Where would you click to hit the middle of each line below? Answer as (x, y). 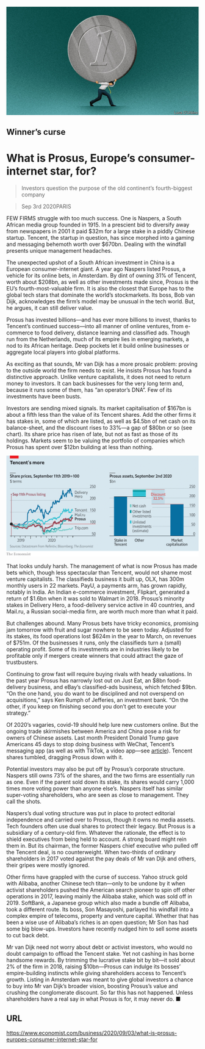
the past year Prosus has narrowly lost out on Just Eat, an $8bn (86, 680)
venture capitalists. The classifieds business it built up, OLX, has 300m (95, 579)
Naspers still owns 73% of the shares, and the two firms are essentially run (101, 776)
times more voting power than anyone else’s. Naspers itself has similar (95, 788)
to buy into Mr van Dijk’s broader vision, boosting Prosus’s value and (92, 986)
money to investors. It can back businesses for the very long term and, (95, 383)
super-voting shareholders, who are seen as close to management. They (98, 795)
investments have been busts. (44, 396)
